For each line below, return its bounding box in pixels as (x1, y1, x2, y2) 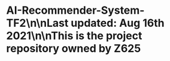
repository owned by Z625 (6, 42, 141, 56)
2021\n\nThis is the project (6, 29, 142, 42)
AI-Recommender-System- (6, 4, 145, 17)
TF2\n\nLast (6, 16, 69, 30)
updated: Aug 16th (71, 16, 165, 30)
